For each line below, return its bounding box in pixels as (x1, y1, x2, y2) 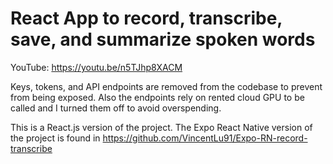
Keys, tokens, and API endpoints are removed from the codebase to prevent (10, 80, 323, 92)
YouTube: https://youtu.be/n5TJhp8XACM (10, 61, 183, 73)
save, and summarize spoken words (10, 28, 316, 51)
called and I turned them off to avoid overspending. (10, 102, 222, 114)
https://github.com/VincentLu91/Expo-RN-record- (102, 132, 308, 144)
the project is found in (10, 132, 101, 144)
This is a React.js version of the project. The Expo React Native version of (10, 121, 313, 133)
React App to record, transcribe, (10, 7, 283, 30)
